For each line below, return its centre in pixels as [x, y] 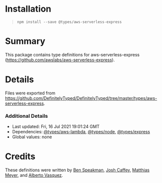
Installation [28, 9]
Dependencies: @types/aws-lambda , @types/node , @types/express [81, 132]
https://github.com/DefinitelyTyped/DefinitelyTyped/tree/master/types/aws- [81, 98]
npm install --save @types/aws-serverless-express [69, 22]
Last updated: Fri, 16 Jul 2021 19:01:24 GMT [56, 127]
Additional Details [27, 116]
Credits [20, 156]
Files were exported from [30, 93]
